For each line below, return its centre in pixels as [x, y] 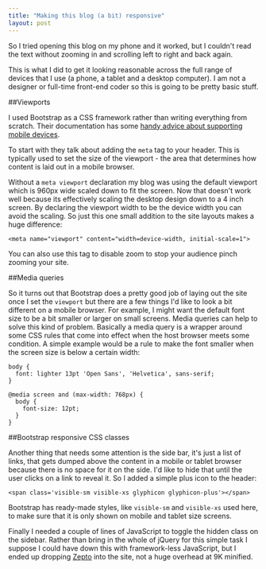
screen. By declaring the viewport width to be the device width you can [125, 207]
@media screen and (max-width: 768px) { [76, 395]
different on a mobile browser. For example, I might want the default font [126, 310]
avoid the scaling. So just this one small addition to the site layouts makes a [131, 216]
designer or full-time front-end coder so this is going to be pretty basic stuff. [133, 86]
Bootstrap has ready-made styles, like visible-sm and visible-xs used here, [133, 507]
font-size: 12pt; [51, 408]
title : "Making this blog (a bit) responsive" [87, 16]
